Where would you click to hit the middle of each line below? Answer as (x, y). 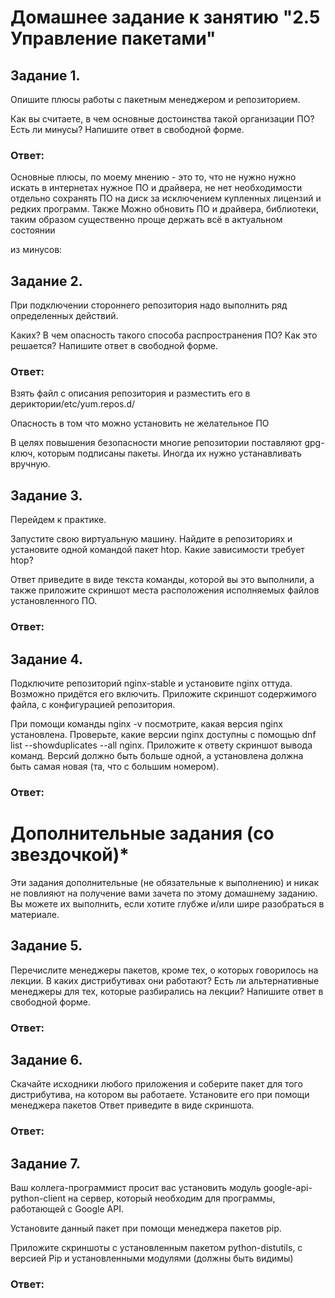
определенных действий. (64, 316)
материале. (35, 914)
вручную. (30, 464)
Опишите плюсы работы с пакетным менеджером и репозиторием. (155, 99)
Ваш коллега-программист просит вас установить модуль (136, 1188)
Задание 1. (45, 75)
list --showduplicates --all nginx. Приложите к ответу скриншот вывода (161, 745)
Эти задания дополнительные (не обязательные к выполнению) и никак (165, 882)
